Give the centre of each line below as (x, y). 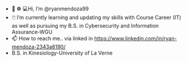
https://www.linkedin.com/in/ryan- (136, 38)
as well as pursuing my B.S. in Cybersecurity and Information (85, 26)
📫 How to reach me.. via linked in (52, 38)
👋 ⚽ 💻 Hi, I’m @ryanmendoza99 (50, 9)
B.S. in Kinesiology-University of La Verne (62, 53)
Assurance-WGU (32, 32)
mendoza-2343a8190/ (39, 47)
